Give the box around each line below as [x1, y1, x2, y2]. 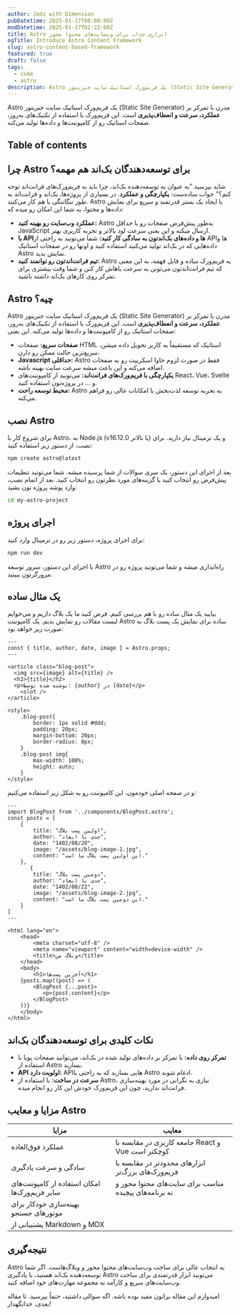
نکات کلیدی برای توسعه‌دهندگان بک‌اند [7, 1034, 154, 1046]
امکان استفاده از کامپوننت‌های [11, 1178, 101, 1188]
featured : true [7, 51, 53, 58]
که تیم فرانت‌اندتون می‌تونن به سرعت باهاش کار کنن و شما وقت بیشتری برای [17, 264, 223, 273]
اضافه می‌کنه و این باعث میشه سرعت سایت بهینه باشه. [17, 364, 165, 372]
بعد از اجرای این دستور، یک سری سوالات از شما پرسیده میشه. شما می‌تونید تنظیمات [7, 467, 231, 476]
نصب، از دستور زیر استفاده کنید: [7, 441, 93, 450]
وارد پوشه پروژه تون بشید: [7, 483, 77, 491]
